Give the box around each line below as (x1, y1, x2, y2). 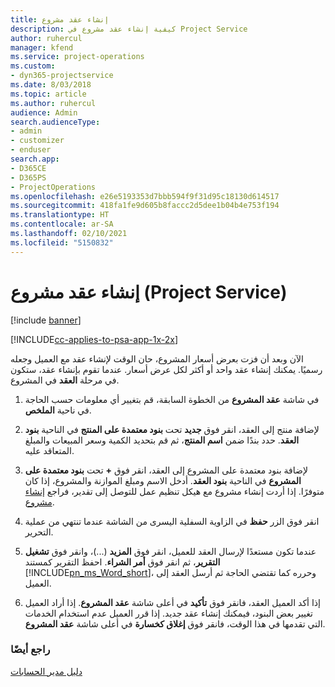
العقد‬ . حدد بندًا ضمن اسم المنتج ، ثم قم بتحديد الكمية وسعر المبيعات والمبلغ (24, 434, 300, 446)
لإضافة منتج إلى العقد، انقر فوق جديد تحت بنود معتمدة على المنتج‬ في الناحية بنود (24, 423, 320, 435)
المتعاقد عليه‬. (24, 444, 75, 456)
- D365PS (10, 172, 47, 183)
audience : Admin (10, 107, 78, 118)
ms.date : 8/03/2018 (10, 80, 92, 90)
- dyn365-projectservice (10, 71, 114, 81)
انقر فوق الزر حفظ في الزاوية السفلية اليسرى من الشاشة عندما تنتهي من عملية (24, 515, 320, 527)
